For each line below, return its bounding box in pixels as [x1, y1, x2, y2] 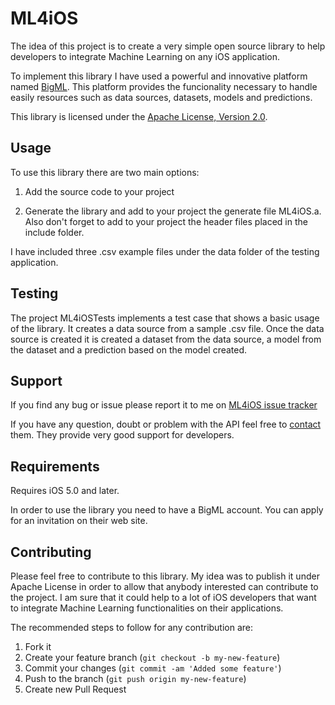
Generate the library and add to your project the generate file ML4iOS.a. [24, 205, 322, 217]
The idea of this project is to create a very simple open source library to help [10, 40, 326, 52]
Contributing [10, 543, 92, 561]
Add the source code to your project [24, 185, 175, 197]
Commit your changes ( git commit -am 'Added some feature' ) [24, 662, 282, 674]
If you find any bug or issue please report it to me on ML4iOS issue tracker [10, 399, 318, 411]
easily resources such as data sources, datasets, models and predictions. [10, 91, 313, 103]
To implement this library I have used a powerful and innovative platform [10, 70, 308, 82]
